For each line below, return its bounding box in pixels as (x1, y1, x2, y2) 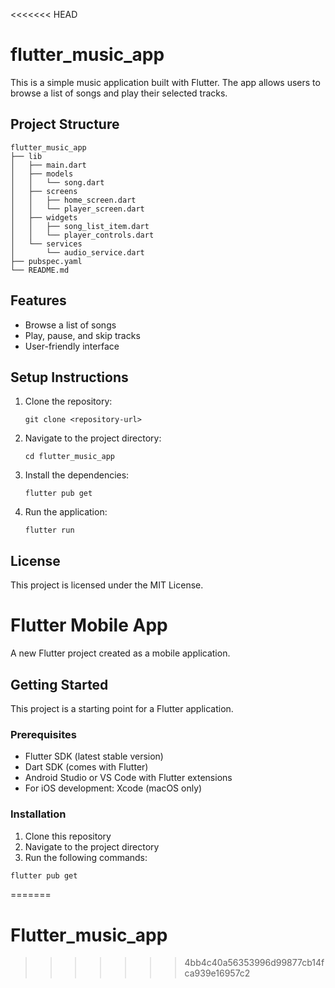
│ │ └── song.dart (10, 177, 105, 188)
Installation (10, 807, 67, 821)
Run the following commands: (24, 851, 148, 863)
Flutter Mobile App (10, 614, 168, 637)
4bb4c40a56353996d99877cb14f (184, 957, 325, 969)
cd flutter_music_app (24, 452, 115, 462)
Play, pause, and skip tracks (24, 329, 141, 341)
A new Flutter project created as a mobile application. (10, 647, 231, 659)
